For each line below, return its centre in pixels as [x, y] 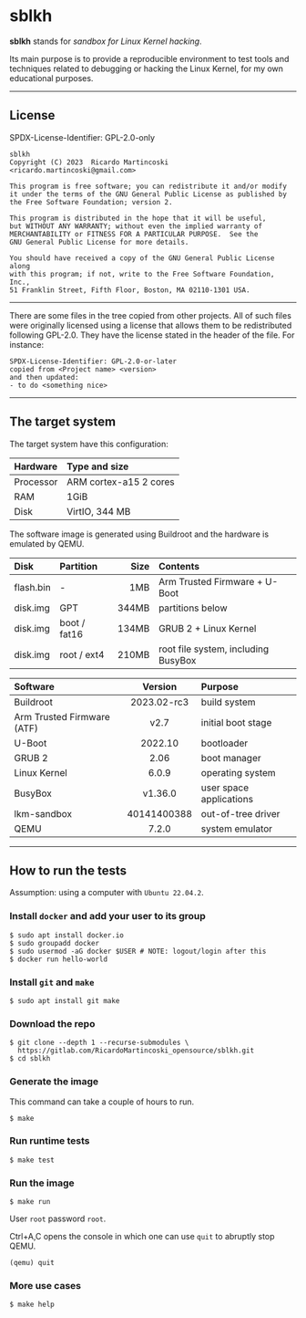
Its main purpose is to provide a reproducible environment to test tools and [149, 58]
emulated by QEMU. [47, 543]
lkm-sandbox [43, 813]
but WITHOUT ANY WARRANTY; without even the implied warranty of [136, 226]
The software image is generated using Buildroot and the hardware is [139, 534]
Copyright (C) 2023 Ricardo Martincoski [89, 162]
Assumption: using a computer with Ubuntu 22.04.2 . [107, 893]
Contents [179, 566]
